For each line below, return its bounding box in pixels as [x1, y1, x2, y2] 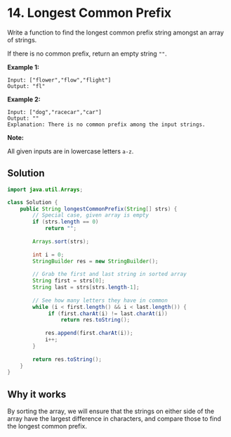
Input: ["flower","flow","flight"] [7, 76, 112, 84]
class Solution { [7, 198, 58, 205]
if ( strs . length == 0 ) [32, 218, 99, 226]
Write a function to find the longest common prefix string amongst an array [7, 28, 225, 37]
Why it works [7, 388, 67, 400]
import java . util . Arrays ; [7, 186, 83, 193]
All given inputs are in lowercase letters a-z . [7, 146, 134, 156]
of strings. [7, 35, 37, 44]
